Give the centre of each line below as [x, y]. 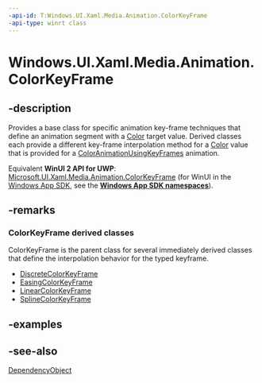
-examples [35, 324]
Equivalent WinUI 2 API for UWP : [62, 168]
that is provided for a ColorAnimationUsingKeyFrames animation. [114, 153]
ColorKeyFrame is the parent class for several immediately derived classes [130, 250]
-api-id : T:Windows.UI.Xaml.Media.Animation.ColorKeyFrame [108, 15]
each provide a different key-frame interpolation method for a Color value [128, 145]
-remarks [32, 210]
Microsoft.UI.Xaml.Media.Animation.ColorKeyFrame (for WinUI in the [120, 176]
